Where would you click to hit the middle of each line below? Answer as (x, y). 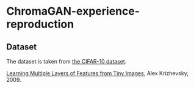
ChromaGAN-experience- (73, 11)
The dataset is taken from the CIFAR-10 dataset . (66, 61)
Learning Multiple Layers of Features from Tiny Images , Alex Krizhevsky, (98, 73)
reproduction (40, 24)
